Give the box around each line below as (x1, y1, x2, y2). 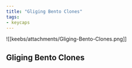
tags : (6, 14, 19, 20)
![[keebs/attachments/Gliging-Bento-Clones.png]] (6, 36, 127, 43)
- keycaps (6, 19, 31, 25)
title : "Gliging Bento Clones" (6, 8, 83, 15)
